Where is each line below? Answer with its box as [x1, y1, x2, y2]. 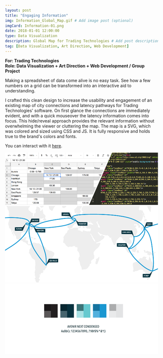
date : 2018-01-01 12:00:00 [5, 28, 60, 34]
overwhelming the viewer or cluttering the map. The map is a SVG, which [5, 123, 151, 129]
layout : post [5, 8, 32, 13]
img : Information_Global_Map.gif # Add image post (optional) [5, 18, 133, 23]
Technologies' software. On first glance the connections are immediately [5, 107, 150, 113]
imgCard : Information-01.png [5, 23, 64, 28]
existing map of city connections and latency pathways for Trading [5, 102, 138, 108]
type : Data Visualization [5, 34, 57, 38]
